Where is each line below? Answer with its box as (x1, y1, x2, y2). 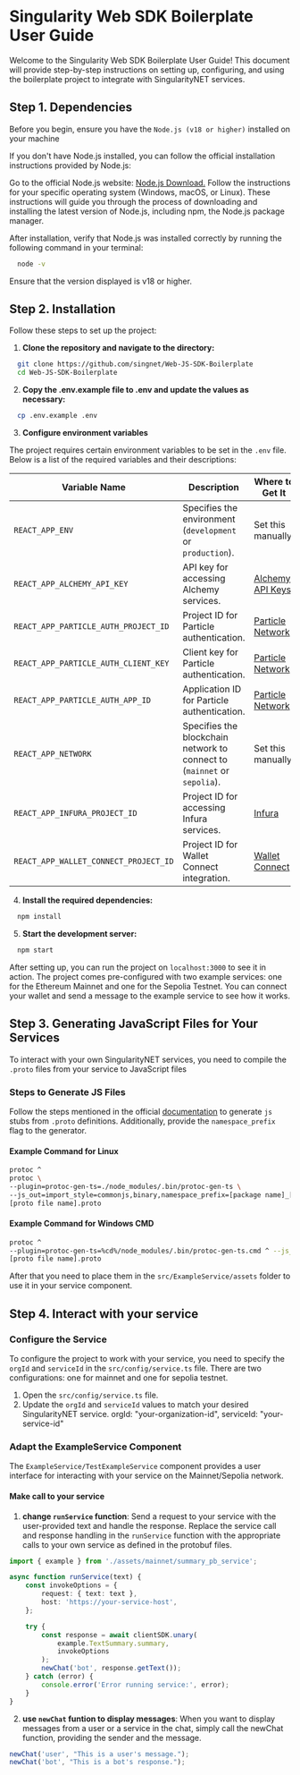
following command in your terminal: (9, 242, 144, 252)
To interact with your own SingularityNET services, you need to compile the (9, 1054, 287, 1065)
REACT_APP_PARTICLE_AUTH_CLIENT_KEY (13, 658, 170, 668)
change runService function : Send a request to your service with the (21, 1510, 277, 1522)
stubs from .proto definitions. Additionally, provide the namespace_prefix (9, 1116, 276, 1126)
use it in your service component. (9, 1280, 133, 1291)
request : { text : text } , (41, 1590, 138, 1599)
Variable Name (62, 481, 127, 494)
